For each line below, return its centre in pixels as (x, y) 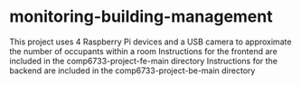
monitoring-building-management (141, 17)
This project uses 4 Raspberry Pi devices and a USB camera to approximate (150, 42)
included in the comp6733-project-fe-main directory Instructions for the (144, 61)
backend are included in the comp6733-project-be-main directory (132, 71)
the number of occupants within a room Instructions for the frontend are (143, 51)
